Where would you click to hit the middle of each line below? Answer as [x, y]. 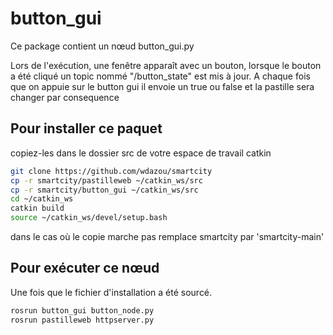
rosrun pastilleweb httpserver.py [82, 320]
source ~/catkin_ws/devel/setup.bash [89, 218]
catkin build [37, 208]
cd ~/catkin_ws [42, 199]
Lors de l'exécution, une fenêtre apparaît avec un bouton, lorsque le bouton [166, 65]
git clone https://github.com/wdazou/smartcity [111, 171]
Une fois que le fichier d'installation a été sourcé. [111, 292]
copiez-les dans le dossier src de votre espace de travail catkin [141, 153]
